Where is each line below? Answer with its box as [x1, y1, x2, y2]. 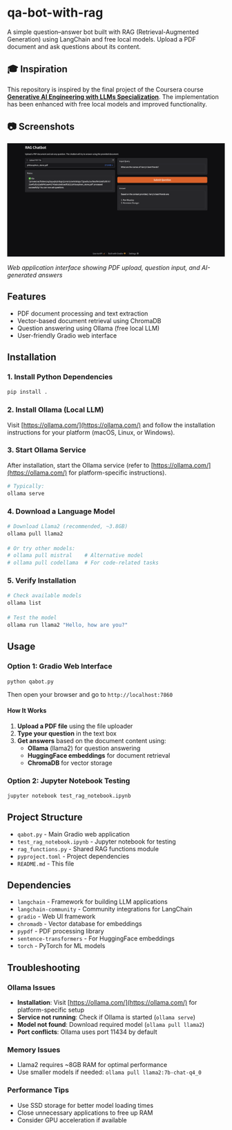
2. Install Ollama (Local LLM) [7, 405, 104, 414]
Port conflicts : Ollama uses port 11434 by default [17, 1028, 157, 1036]
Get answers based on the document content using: [17, 736, 166, 745]
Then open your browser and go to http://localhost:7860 [7, 691, 173, 699]
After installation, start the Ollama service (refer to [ [7, 461, 153, 469]
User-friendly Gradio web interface [17, 331, 117, 340]
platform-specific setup [17, 1005, 85, 1014]
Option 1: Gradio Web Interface [7, 662, 113, 671]
